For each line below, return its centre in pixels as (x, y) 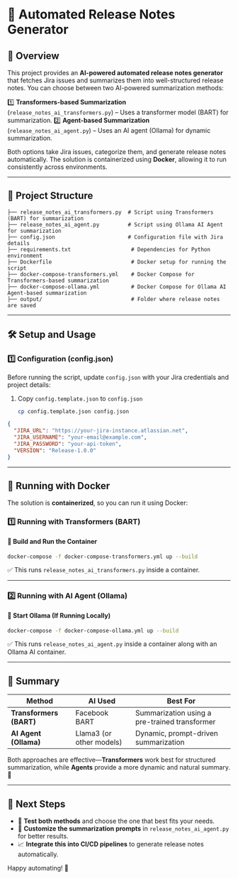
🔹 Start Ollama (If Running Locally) (59, 615)
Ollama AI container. (37, 652)
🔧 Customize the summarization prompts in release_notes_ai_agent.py (123, 829)
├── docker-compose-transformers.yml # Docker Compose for (101, 274)
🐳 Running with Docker (59, 486)
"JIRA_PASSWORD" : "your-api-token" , (68, 444)
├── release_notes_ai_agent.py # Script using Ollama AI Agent (115, 224)
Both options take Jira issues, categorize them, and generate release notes (117, 152)
